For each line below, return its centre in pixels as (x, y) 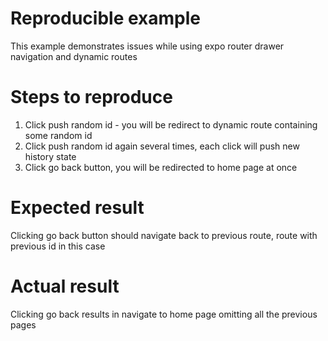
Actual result (65, 286)
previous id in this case (58, 246)
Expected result (77, 208)
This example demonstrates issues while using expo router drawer (147, 46)
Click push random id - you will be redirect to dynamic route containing (171, 124)
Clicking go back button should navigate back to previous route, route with (164, 235)
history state (50, 156)
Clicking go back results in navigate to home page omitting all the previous (164, 314)
